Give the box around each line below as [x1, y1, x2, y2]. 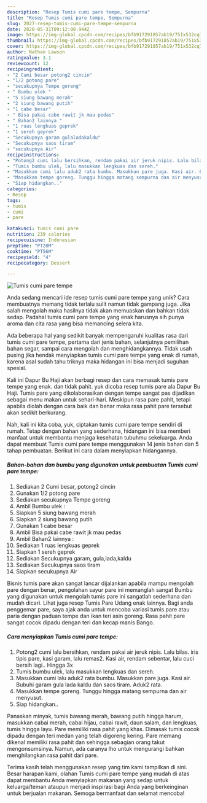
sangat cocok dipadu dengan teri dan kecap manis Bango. [7, 619, 155, 626]
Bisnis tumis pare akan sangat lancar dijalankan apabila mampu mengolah [7, 580, 194, 587]
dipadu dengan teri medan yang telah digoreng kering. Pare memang [7, 732, 182, 740]
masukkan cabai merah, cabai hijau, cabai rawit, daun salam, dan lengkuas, [7, 719, 198, 726]
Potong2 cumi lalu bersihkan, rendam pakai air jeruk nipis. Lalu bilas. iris [15, 648, 199, 656]
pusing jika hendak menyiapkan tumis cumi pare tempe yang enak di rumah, [7, 351, 200, 359]
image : [7, 32, 24, 38]
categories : [7, 186, 37, 192]
